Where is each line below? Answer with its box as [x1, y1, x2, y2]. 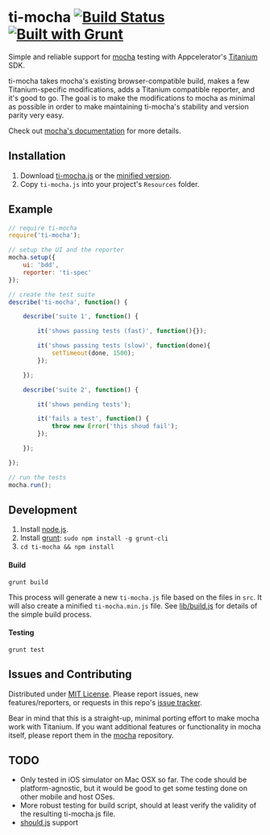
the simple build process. [8, 609, 93, 619]
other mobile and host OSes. [19, 792, 115, 802]
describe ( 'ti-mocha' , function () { [8, 298, 128, 306]
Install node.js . [19, 525, 69, 534]
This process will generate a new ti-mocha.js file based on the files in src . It [8, 592, 262, 602]
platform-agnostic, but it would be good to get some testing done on [19, 783, 248, 793]
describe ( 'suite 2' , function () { [23, 385, 139, 394]
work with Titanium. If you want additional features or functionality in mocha [8, 721, 261, 731]
